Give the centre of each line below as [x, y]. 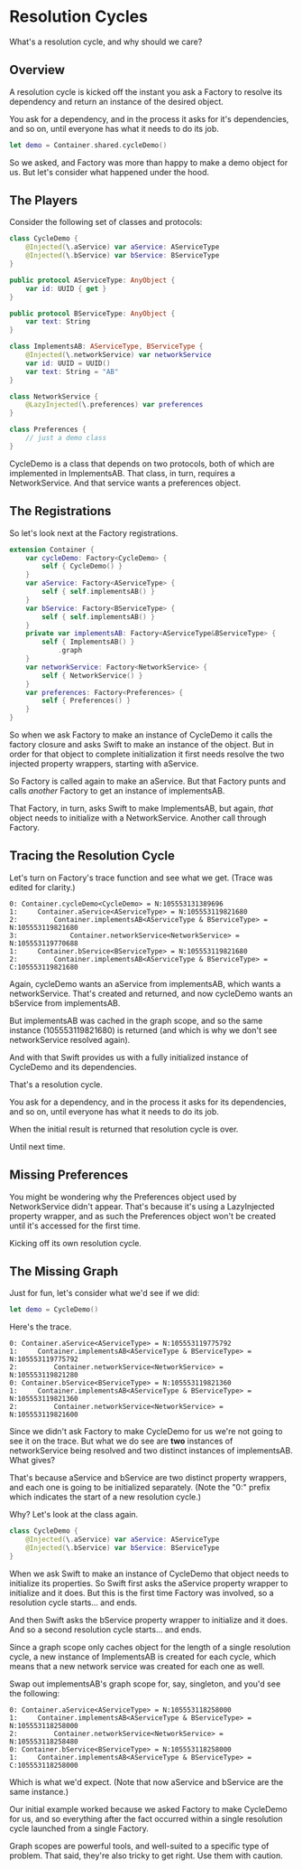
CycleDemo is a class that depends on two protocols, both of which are [142, 464]
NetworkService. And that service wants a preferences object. [125, 483]
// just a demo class [66, 438]
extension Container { [52, 550]
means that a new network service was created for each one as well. [137, 1666]
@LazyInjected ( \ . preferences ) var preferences [114, 405]
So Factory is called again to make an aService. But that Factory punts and [148, 781]
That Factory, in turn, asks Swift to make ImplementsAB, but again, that [141, 808]
